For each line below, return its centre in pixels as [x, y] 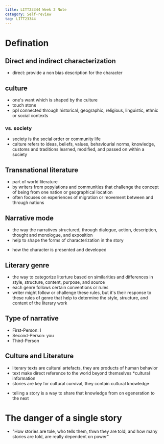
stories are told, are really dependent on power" [60, 437]
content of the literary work [40, 303]
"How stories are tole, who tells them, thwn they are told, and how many [85, 431]
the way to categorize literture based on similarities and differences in [82, 277]
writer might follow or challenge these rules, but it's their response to [82, 293]
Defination [27, 43]
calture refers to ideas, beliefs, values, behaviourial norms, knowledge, [83, 144]
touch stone [24, 105]
